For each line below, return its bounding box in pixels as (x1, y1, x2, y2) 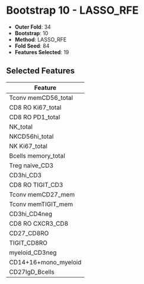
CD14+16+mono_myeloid (9, 258, 82, 266)
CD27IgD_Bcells (9, 267, 55, 276)
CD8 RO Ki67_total (9, 103, 62, 111)
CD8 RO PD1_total (9, 113, 60, 121)
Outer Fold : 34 (14, 23, 52, 30)
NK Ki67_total (9, 142, 47, 150)
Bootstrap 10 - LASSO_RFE (6, 4, 139, 17)
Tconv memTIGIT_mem (9, 200, 73, 208)
